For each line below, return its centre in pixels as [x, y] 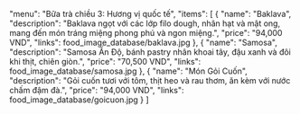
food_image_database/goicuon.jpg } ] [79, 100]
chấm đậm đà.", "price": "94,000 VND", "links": [97, 90]
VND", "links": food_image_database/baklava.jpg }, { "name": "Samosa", [143, 42]
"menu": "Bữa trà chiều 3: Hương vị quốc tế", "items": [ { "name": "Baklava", [150, 14]
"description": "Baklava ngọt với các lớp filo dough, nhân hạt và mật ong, [145, 23]
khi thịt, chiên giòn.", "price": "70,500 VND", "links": [105, 61]
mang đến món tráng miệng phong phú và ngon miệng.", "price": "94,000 [146, 33]
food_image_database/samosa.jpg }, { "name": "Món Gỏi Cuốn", [129, 71]
